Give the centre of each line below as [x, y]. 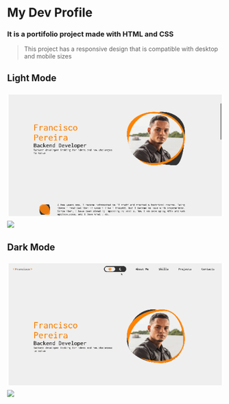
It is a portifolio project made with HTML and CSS [91, 34]
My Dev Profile [50, 13]
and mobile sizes [48, 56]
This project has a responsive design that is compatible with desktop [121, 49]
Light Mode [32, 78]
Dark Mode [31, 247]
